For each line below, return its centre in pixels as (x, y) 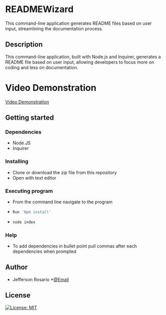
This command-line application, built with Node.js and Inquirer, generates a (83, 57)
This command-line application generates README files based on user (78, 23)
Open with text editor (34, 178)
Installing (17, 162)
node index (24, 222)
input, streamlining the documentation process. (54, 28)
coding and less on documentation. (42, 67)
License (18, 296)
